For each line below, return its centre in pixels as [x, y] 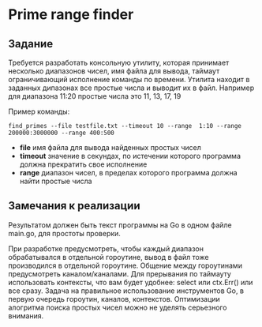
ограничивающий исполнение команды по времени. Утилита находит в [129, 79]
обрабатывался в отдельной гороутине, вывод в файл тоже [109, 257]
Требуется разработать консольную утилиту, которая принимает [119, 62]
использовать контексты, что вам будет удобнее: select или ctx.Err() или [131, 282]
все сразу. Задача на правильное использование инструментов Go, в [126, 291]
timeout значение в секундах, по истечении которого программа [130, 156]
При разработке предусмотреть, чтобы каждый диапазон [106, 248]
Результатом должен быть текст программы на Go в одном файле [120, 225]
